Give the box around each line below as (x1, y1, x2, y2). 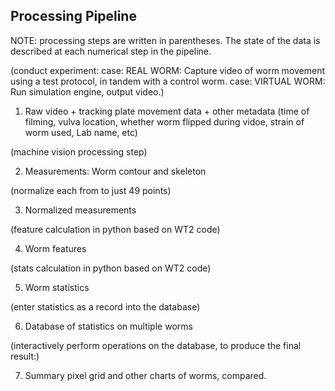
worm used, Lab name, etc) (24, 126, 138, 138)
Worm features (24, 242, 87, 254)
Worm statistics (24, 281, 90, 293)
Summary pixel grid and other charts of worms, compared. (24, 369, 267, 381)
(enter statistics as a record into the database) (10, 300, 201, 313)
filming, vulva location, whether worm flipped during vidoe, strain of (24, 115, 305, 128)
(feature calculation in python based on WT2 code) (10, 223, 221, 235)
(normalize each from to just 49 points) (10, 184, 172, 196)
